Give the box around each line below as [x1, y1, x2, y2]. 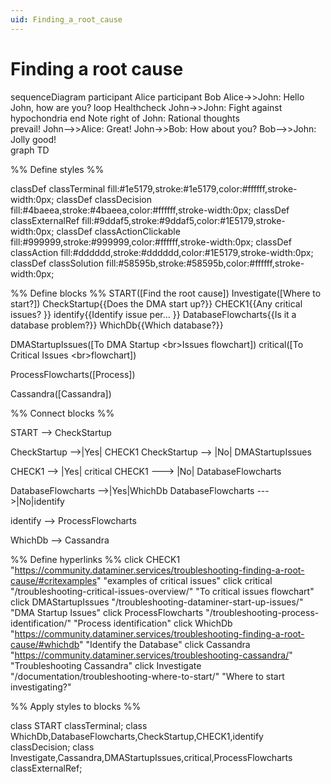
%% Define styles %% [10, 163, 105, 175]
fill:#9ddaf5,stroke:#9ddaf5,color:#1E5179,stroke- [81, 214, 286, 226]
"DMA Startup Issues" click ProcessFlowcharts [10, 606, 204, 618]
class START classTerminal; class [10, 719, 148, 731]
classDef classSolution [10, 257, 105, 269]
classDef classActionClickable [56, 225, 181, 237]
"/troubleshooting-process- [205, 606, 320, 618]
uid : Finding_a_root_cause [10, 14, 123, 25]
